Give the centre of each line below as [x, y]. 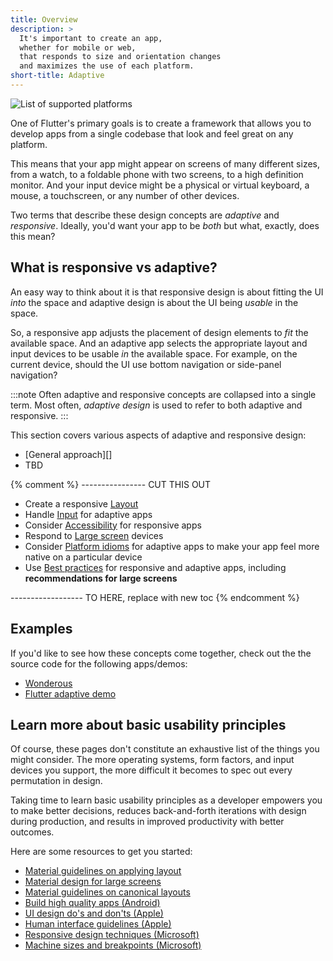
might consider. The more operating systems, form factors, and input [152, 760]
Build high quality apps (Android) [92, 903]
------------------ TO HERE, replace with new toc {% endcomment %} [155, 597]
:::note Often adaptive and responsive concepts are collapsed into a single [163, 394]
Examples [41, 629]
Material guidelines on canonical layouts [107, 892]
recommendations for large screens [101, 578]
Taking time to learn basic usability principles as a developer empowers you [166, 800]
